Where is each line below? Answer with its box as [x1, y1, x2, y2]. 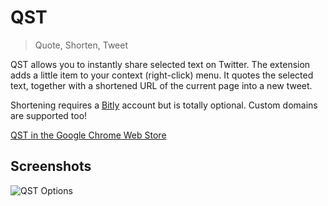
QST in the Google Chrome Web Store [10, 129, 167, 141]
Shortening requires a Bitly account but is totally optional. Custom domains [10, 99, 318, 111]
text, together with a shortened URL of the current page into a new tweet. [10, 79, 313, 91]
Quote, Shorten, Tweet [34, 39, 129, 51]
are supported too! [10, 109, 88, 121]
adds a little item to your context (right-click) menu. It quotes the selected [10, 69, 314, 81]
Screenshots [10, 158, 92, 175]
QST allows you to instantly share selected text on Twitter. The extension [10, 58, 311, 70]
